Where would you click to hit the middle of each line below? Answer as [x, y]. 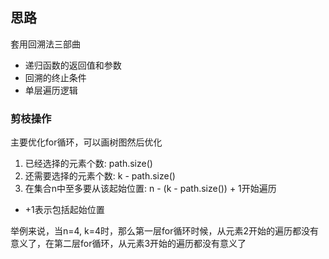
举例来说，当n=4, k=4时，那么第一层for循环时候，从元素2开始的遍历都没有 [165, 231]
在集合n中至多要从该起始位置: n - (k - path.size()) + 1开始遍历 [150, 189]
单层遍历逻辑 [51, 90]
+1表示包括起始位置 [64, 210]
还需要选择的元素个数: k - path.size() [100, 176]
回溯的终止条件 [55, 77]
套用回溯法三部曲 [45, 44]
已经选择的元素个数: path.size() [88, 164]
